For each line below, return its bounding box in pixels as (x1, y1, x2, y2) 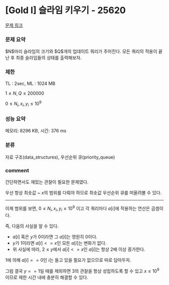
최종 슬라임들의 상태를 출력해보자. (16, 55, 82, 61)
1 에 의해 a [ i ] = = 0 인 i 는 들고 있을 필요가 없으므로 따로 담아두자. (5, 257, 132, 263)
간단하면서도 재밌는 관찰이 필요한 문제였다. (5, 179, 89, 185)
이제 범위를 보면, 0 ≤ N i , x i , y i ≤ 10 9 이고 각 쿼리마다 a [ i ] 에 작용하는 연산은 (5, 204, 150, 212)
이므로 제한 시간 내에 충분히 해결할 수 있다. (5, 274, 89, 280)
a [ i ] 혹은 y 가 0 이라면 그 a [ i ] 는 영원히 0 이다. (12, 234, 98, 240)
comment (5, 167, 29, 174)
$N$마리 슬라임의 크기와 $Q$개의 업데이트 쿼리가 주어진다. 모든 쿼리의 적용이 (5, 48, 157, 54)
